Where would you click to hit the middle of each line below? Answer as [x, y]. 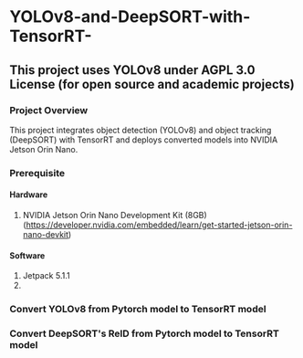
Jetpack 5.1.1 [46, 276]
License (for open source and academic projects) [152, 84]
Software [27, 255]
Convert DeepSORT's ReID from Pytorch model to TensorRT [145, 333]
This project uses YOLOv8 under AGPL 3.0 [132, 70]
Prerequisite [37, 173]
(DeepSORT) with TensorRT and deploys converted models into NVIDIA [144, 140]
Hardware [29, 195]
